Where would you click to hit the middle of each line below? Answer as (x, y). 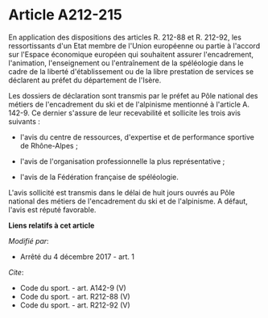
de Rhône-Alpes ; (49, 145)
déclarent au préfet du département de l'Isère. (85, 80)
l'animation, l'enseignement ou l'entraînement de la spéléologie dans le (126, 63)
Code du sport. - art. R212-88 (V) (75, 296)
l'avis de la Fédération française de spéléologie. (99, 177)
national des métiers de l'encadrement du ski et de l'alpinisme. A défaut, (128, 201)
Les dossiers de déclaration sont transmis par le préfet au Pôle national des (133, 95)
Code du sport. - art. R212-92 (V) (75, 305)
